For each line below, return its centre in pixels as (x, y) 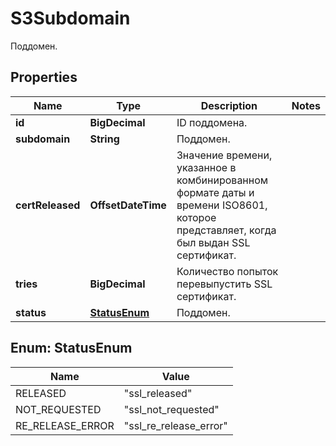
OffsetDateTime (128, 205)
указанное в (206, 167)
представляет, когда (226, 230)
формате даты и (215, 192)
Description (229, 105)
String (104, 139)
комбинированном (222, 180)
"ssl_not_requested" (171, 409)
